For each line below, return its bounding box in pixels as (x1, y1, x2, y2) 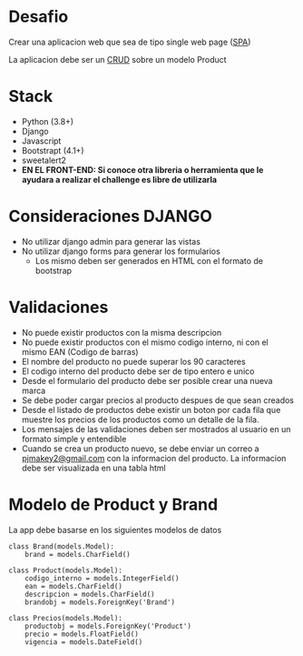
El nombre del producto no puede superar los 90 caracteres (21, 356, 246, 367)
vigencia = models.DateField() (24, 637, 143, 647)
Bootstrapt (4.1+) (21, 145, 84, 156)
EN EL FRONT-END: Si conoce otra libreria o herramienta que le (21, 164, 264, 175)
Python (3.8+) (21, 116, 74, 126)
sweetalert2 (21, 155, 67, 166)
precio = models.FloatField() (24, 630, 140, 639)
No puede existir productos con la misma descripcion (21, 327, 222, 338)
